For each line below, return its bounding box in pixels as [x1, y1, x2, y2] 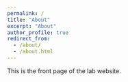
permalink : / [7, 10, 44, 17]
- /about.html [13, 49, 53, 55]
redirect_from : [7, 36, 51, 42]
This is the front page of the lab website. [7, 66, 121, 75]
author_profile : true [7, 29, 69, 36]
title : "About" [7, 16, 51, 23]
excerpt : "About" [7, 23, 57, 29]
